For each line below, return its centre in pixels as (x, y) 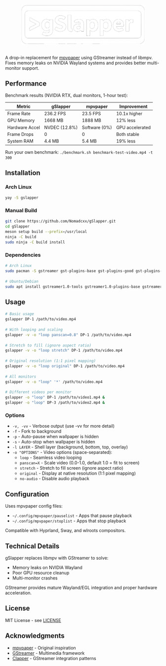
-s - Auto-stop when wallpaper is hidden (54, 442)
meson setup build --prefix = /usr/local (46, 232)
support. (31, 68)
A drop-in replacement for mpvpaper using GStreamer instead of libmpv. (79, 57)
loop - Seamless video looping (51, 458)
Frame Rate (19, 114)
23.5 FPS (91, 114)
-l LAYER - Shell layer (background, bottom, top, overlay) (70, 447)
